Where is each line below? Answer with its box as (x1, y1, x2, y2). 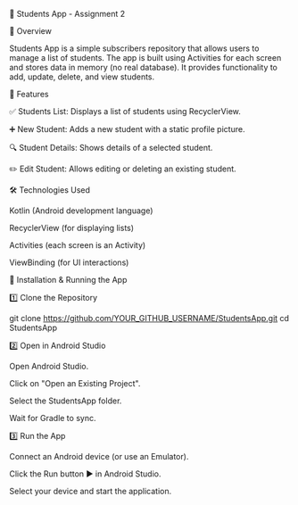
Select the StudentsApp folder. (9, 395, 122, 406)
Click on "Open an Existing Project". (9, 378, 141, 388)
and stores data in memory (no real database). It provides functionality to (9, 62, 278, 72)
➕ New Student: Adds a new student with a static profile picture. (9, 124, 245, 134)
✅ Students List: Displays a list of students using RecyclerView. (9, 106, 241, 116)
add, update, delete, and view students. (9, 71, 155, 82)
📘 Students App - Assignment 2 (9, 9, 126, 19)
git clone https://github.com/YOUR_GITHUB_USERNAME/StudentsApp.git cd (9, 313, 290, 323)
